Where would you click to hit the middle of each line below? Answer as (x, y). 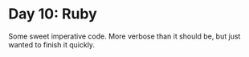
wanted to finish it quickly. (51, 44)
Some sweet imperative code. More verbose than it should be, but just (124, 36)
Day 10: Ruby (53, 14)
